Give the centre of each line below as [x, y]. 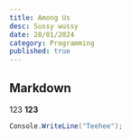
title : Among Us [40, 18]
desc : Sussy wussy [44, 26]
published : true [40, 51]
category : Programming [52, 43]
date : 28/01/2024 [42, 34]
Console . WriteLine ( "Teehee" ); [66, 126]
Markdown [41, 88]
